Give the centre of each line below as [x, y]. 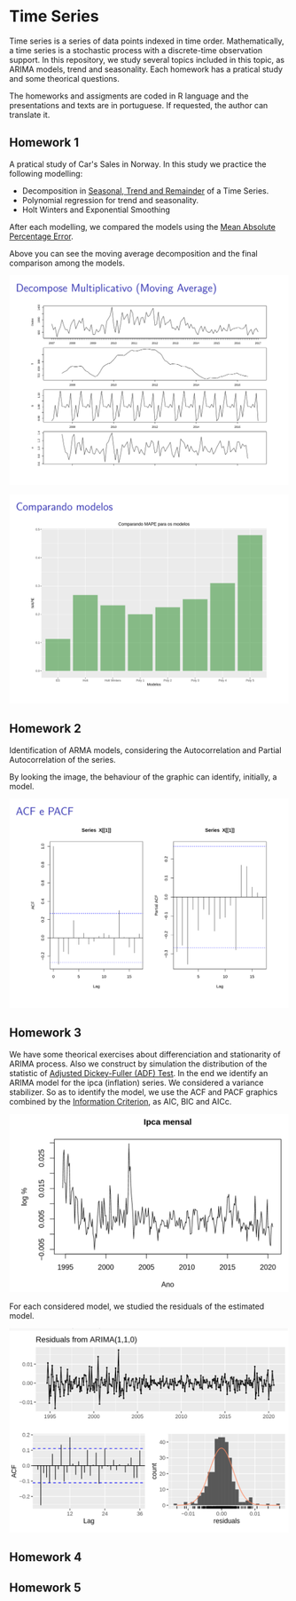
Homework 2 [45, 729]
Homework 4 [46, 1557]
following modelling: [46, 173]
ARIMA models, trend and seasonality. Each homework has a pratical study [146, 69]
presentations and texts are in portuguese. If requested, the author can [139, 105]
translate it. [30, 115]
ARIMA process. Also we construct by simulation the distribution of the [138, 1064]
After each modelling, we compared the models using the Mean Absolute [143, 226]
